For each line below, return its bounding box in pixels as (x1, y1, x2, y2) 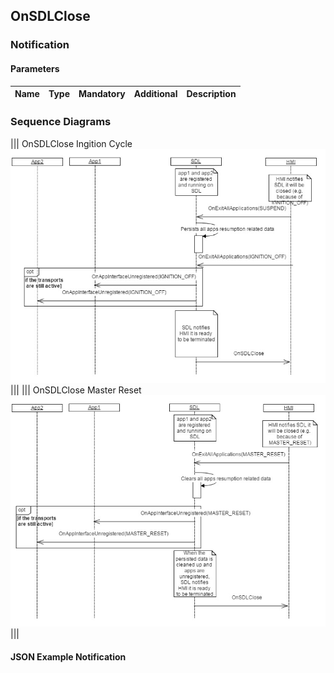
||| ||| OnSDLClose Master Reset (10, 384, 142, 396)
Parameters (10, 62, 60, 74)
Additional (133, 88, 178, 100)
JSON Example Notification (10, 651, 127, 663)
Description (186, 88, 237, 100)
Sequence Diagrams (10, 115, 112, 129)
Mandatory (78, 88, 126, 100)
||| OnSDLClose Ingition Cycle (10, 137, 133, 149)
